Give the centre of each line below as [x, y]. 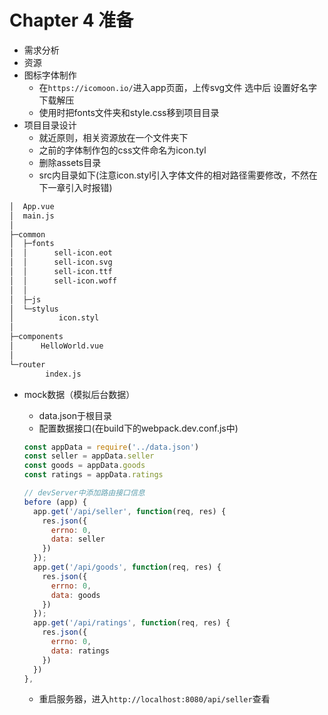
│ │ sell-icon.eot [61, 253]
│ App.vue [32, 206]
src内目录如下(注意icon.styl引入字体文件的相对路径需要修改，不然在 [178, 175]
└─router [27, 364]
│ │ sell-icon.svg [61, 262]
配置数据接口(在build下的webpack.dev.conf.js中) [138, 428]
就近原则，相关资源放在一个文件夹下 [113, 137]
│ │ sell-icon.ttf [61, 272]
